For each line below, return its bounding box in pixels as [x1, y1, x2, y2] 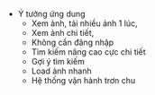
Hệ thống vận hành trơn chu [31, 75, 136, 85]
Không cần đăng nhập [31, 37, 114, 47]
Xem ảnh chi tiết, [31, 28, 95, 38]
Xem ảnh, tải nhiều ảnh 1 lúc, [31, 18, 138, 29]
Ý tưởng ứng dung [17, 9, 86, 19]
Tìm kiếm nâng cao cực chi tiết [31, 47, 146, 57]
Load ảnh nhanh [31, 65, 92, 76]
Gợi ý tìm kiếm [31, 56, 86, 66]
